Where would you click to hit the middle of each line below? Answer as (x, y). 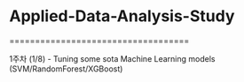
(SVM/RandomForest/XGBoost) (66, 69)
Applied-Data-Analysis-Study (122, 16)
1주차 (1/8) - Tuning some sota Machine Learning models (112, 58)
